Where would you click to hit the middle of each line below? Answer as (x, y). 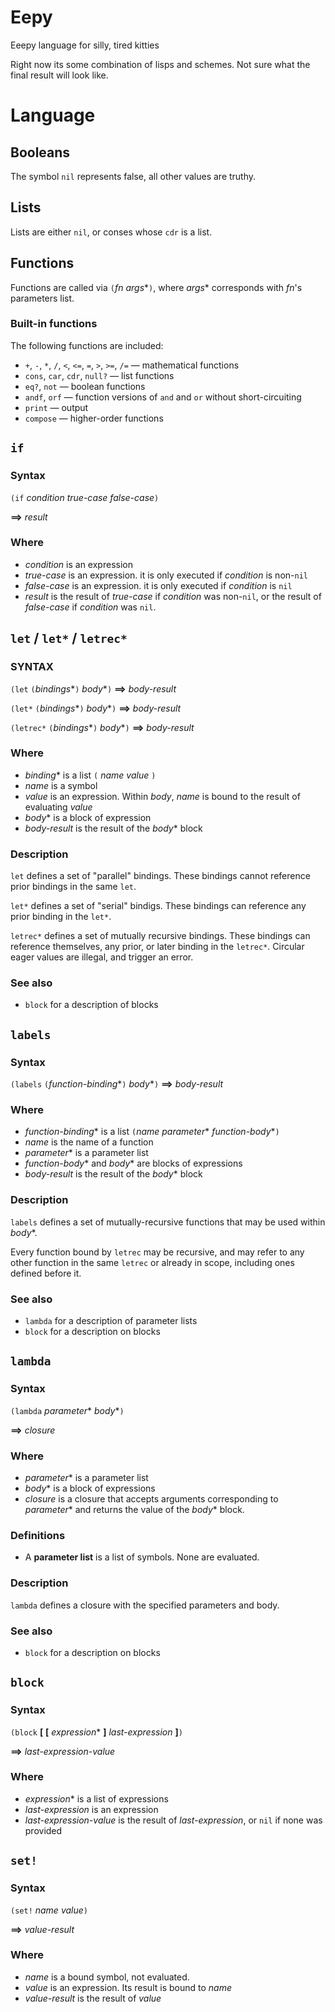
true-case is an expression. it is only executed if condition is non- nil (166, 575)
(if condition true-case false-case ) (85, 497)
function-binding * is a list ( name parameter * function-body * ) (152, 1132)
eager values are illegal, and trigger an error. (102, 957)
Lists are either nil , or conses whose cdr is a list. (111, 232)
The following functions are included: (87, 345)
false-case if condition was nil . (90, 607)
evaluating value (58, 807)
